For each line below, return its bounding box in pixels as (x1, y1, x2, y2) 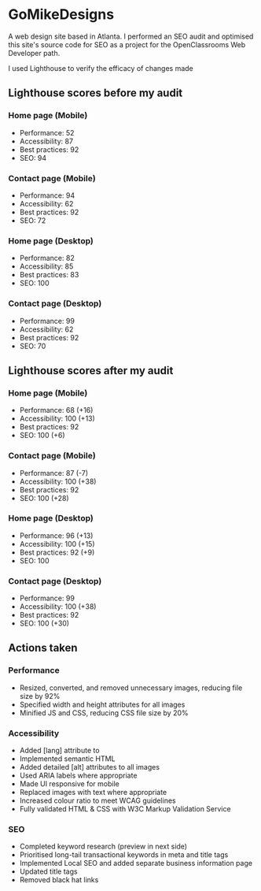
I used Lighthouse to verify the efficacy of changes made (8, 63, 194, 72)
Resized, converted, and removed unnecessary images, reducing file (19, 683, 243, 692)
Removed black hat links (19, 875, 99, 885)
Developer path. (8, 48, 61, 58)
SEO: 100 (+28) (19, 493, 69, 503)
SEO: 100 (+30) (19, 618, 69, 628)
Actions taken (8, 641, 78, 655)
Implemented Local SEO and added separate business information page (19, 859, 253, 868)
